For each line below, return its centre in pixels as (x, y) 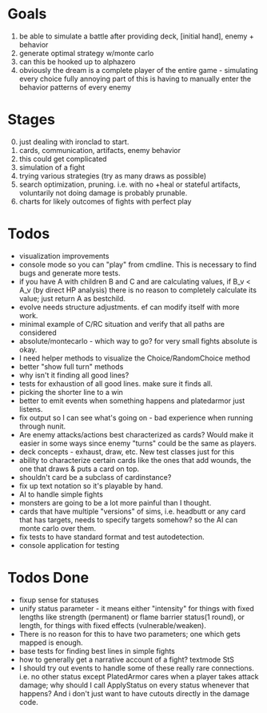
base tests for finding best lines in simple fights (97, 651)
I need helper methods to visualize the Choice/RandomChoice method (135, 358)
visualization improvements (64, 256)
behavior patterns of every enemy (75, 87)
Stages (32, 120)
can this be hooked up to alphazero (78, 62)
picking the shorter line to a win (71, 392)
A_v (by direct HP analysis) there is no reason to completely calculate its (138, 290)
